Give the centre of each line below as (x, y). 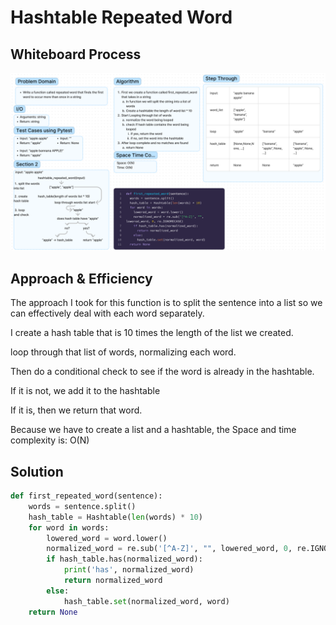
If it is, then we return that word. (76, 410)
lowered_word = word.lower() (107, 538)
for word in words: (69, 527)
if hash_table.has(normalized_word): (124, 559)
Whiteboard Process (76, 54)
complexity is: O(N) (50, 440)
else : (58, 591)
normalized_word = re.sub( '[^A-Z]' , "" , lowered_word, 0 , (169, 549)
